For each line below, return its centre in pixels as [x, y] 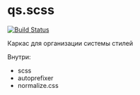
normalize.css [38, 85]
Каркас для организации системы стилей [70, 43]
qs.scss [31, 10]
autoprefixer [35, 78]
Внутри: [19, 57]
